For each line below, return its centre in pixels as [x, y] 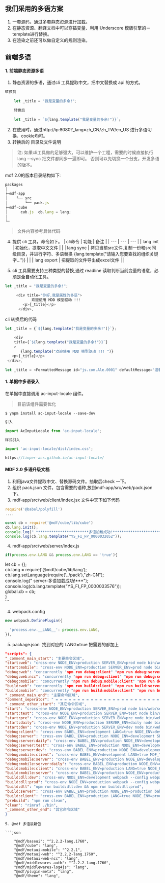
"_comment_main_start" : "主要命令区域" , [45, 658]
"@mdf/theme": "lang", [37, 876]
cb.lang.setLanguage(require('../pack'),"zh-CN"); [55, 575]
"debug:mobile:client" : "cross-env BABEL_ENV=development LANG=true [77, 754]
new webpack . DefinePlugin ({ [34, 621]
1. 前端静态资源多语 [25, 71]
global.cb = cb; [20, 591]
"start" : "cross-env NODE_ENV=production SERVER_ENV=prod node [71, 709]
